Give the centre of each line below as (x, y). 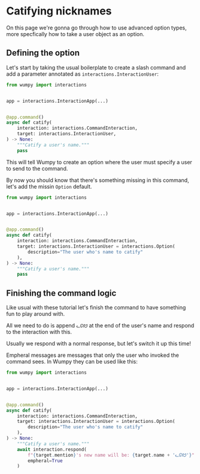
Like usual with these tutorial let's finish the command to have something (96, 308)
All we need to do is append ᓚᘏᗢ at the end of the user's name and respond (100, 326)
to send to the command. (37, 168)
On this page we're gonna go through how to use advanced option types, (96, 28)
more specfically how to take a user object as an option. (75, 34)
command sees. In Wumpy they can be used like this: (72, 362)
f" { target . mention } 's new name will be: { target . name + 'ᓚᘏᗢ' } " (111, 455)
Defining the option (43, 53)
